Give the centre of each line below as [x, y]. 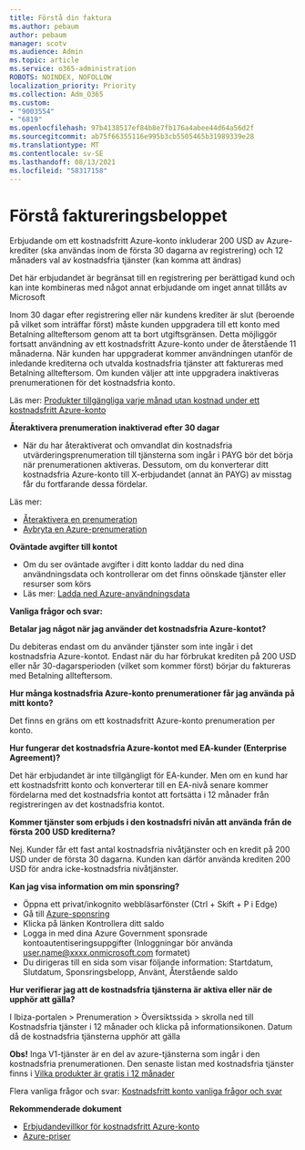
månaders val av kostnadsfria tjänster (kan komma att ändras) [126, 260]
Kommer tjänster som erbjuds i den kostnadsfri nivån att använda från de [151, 823]
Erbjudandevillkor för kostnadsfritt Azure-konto [111, 1126]
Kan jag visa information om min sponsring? [95, 886]
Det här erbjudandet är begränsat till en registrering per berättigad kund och [152, 278]
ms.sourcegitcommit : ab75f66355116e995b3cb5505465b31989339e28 [132, 137]
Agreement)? [35, 758]
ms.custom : [30, 103]
